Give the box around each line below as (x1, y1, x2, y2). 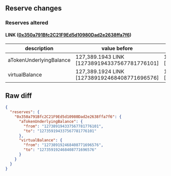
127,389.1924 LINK (75, 68, 125, 75)
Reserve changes (5, 4, 62, 13)
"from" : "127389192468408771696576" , (23, 143, 103, 148)
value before (101, 45, 133, 52)
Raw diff (5, 91, 32, 100)
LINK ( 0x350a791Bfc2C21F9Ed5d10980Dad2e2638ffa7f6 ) (5, 31, 132, 38)
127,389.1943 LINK (75, 53, 125, 60)
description (24, 45, 53, 52)
